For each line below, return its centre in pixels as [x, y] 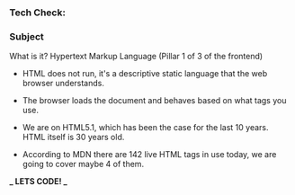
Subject [27, 36]
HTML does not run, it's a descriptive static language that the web [145, 74]
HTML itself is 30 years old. [73, 137]
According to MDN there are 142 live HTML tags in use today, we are [149, 155]
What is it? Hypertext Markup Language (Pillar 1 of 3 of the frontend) [136, 57]
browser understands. [63, 84]
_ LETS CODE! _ [38, 182]
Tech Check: [37, 13]
